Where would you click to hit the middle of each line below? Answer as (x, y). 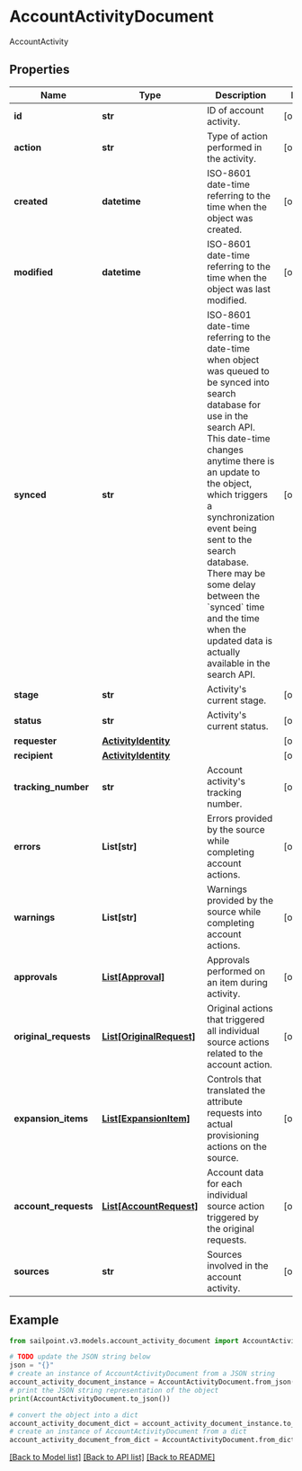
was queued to (238, 370)
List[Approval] (133, 976)
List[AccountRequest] (150, 1206)
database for (233, 405)
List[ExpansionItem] (146, 1119)
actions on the (237, 1146)
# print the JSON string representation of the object (114, 1390)
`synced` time (235, 607)
